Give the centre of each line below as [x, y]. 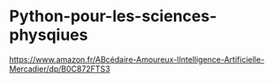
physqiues [49, 35]
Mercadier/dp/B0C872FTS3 [60, 69]
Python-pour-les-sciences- [113, 16]
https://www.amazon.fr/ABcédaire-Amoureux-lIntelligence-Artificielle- [137, 59]
